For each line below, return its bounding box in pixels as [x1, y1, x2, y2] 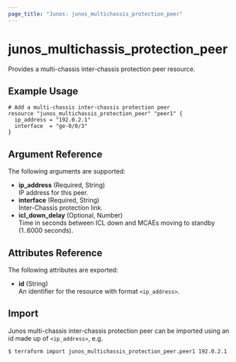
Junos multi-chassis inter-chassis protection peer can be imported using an [8, 326, 230, 335]
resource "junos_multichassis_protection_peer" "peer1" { [8, 110, 183, 117]
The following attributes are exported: [8, 266, 118, 274]
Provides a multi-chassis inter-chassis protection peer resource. [8, 65, 196, 73]
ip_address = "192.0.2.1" [14, 117, 91, 124]
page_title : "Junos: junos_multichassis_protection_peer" [8, 10, 183, 18]
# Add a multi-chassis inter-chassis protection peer [8, 104, 171, 111]
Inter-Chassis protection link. [18, 203, 103, 212]
